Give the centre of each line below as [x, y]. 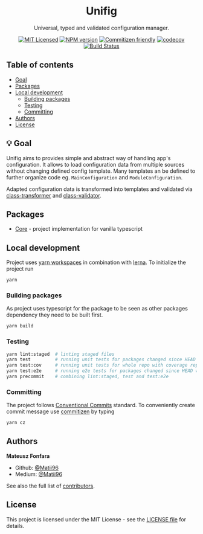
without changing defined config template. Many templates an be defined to [101, 171]
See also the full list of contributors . [50, 486]
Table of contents [40, 65]
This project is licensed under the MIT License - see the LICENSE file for [96, 519]
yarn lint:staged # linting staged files [60, 354]
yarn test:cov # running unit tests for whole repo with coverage [97, 365]
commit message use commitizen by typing [60, 411]
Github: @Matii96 [37, 468]
